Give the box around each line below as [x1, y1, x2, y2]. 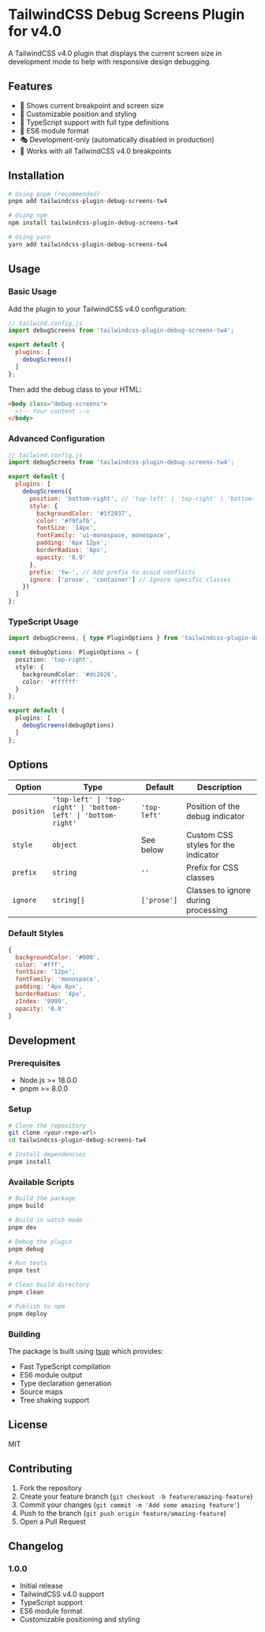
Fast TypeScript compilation [19, 1362, 111, 1371]
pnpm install [8, 1158, 51, 1166]
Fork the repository [19, 1483, 83, 1492]
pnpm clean [8, 1288, 44, 1296]
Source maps [19, 1387, 63, 1397]
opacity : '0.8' [15, 1005, 65, 1013]
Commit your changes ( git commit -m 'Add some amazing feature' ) [19, 1499, 241, 1510]
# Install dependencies [8, 1151, 87, 1159]
